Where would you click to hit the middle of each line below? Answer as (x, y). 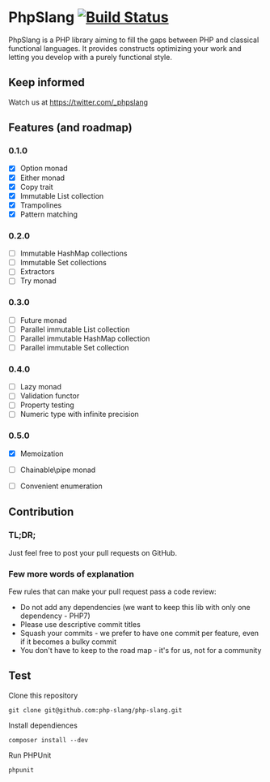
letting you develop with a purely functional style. (90, 57)
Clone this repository (43, 695)
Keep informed (46, 82)
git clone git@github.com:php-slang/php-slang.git (95, 710)
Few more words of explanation (72, 574)
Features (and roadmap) (70, 128)
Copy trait (37, 187)
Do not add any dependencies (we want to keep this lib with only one (135, 607)
